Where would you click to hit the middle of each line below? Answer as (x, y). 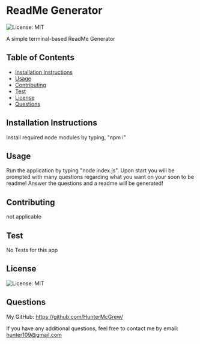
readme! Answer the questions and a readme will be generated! (85, 183)
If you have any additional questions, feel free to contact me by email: (92, 328)
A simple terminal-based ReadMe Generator (61, 38)
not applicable (24, 217)
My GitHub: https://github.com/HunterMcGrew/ (65, 316)
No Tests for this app (32, 250)
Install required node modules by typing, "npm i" (66, 137)
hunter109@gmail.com (34, 334)
